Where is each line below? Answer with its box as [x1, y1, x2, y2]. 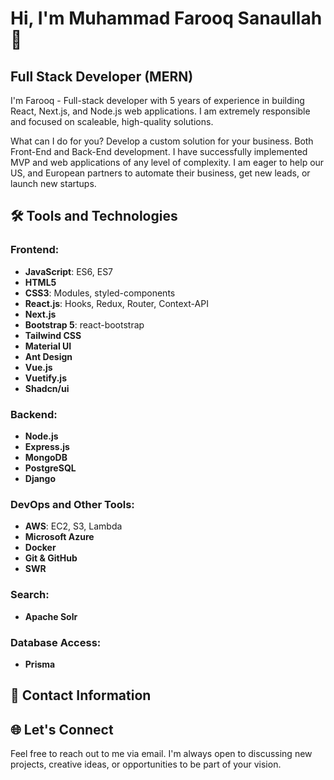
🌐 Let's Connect [10, 721, 114, 738]
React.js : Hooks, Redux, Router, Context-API [24, 297, 209, 309]
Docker [24, 542, 57, 554]
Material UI [24, 340, 72, 352]
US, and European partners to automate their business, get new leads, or [10, 167, 311, 179]
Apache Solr [24, 610, 78, 622]
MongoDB [24, 451, 68, 463]
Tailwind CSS [24, 329, 82, 341]
